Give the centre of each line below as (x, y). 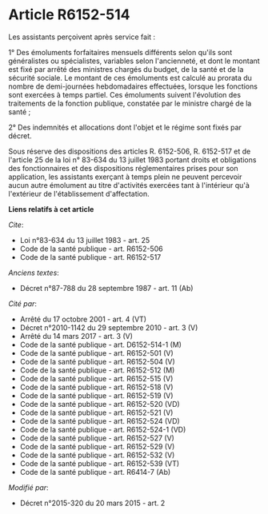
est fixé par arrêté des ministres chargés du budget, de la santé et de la (126, 69)
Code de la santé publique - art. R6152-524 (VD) (100, 420)
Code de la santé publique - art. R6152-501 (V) (96, 353)
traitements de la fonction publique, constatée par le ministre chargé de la (130, 103)
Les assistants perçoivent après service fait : (82, 37)
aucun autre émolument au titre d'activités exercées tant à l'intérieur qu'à (129, 185)
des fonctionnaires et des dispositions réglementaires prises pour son (123, 168)
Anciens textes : (34, 273)
